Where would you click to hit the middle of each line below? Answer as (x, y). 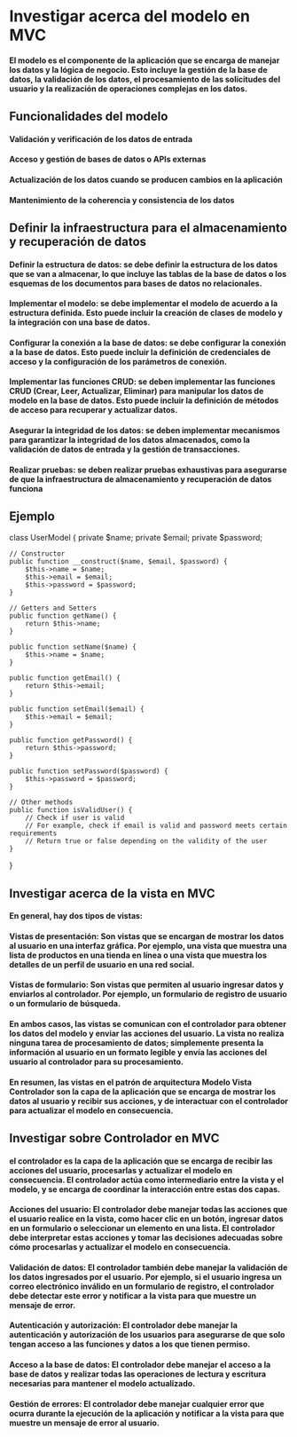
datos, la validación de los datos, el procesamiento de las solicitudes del (145, 79)
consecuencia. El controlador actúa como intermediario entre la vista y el (147, 1180)
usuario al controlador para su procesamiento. (97, 1062)
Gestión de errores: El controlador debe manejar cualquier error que (137, 1403)
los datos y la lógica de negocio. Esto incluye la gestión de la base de (138, 69)
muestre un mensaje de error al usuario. (84, 1423)
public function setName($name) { (73, 647)
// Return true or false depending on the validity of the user (146, 841)
